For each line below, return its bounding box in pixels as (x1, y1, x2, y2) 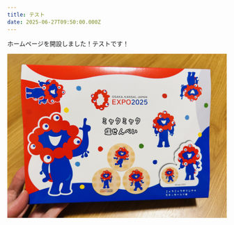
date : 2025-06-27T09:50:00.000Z (7, 18, 101, 26)
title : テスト (7, 11, 45, 18)
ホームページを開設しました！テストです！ (7, 39, 130, 48)
